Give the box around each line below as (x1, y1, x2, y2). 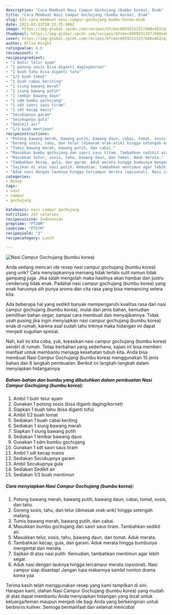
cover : (6, 36, 20, 41)
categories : (6, 174, 31, 179)
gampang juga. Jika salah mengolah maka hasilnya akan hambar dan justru (6, 275, 164, 281)
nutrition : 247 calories (6, 212, 59, 217)
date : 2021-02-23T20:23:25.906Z (6, 21, 75, 27)
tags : (6, 184, 17, 189)
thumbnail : (6, 31, 29, 36)
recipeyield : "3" (6, 231, 43, 236)
